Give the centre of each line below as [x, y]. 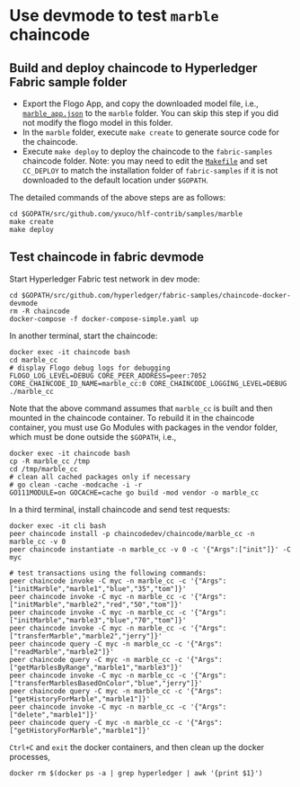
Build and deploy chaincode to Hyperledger [133, 68]
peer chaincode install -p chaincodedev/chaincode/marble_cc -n [132, 533]
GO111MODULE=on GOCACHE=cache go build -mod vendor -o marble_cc [134, 492]
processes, [30, 756]
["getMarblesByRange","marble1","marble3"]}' [96, 667]
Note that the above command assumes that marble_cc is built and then [141, 408]
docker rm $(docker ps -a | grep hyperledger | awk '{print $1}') [136, 773]
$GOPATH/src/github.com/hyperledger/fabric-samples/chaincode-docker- [156, 295]
